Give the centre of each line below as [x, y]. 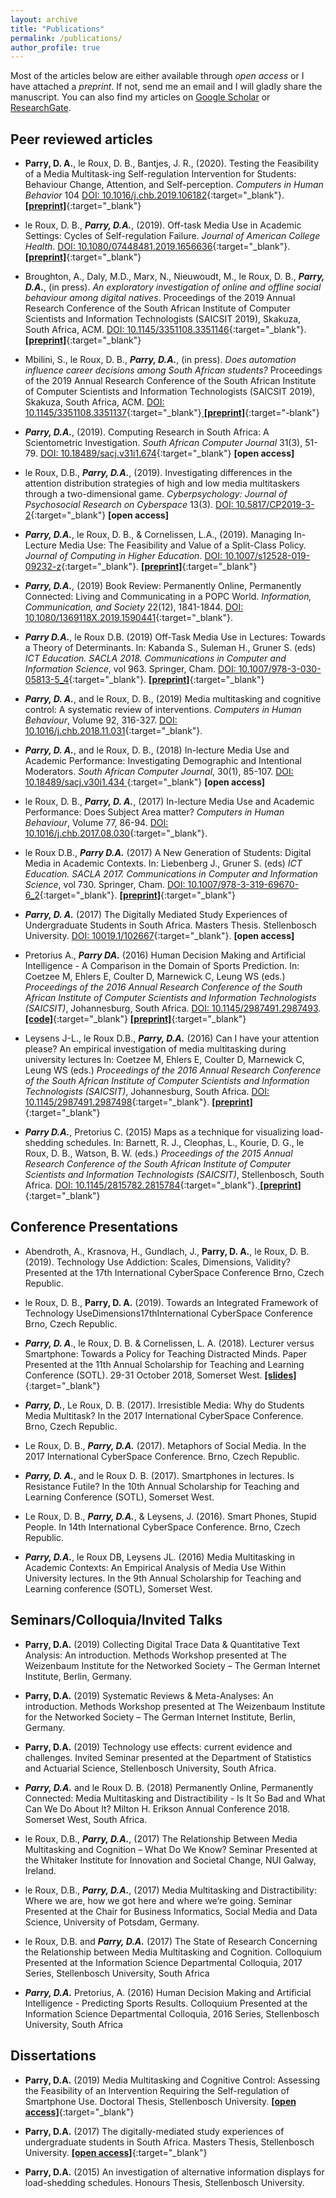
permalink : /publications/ [66, 38]
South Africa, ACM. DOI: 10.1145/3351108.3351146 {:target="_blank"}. [165, 330]
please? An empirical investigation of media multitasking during [155, 1049]
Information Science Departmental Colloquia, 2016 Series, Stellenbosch [172, 2013]
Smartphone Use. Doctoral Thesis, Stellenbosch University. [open [160, 2101]
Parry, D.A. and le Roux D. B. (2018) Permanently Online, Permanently [169, 1787]
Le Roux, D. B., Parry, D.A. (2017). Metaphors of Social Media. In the [165, 1445]
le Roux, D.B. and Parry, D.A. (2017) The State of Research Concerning [171, 1941]
